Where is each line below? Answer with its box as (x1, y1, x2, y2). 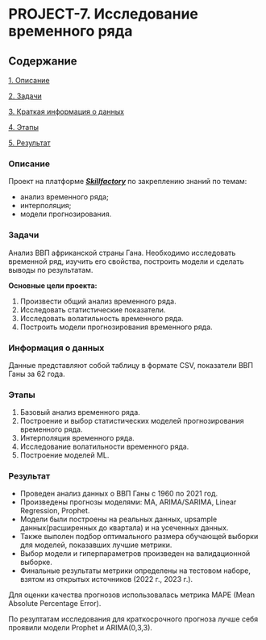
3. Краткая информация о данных (8, 107, 125, 116)
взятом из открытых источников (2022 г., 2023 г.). (19, 575, 193, 584)
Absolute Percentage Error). (8, 599, 102, 609)
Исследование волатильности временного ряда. (19, 441, 189, 452)
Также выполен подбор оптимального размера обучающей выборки (19, 532, 259, 542)
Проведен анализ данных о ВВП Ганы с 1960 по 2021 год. (19, 489, 218, 499)
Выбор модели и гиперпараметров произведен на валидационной (19, 549, 251, 558)
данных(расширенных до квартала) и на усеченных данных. (19, 523, 229, 533)
